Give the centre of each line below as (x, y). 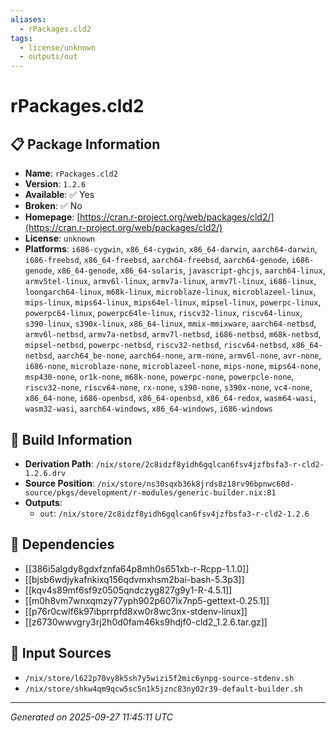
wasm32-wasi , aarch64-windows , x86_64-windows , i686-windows (149, 408)
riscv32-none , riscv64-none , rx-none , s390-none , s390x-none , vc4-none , (168, 387)
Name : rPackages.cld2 (71, 173)
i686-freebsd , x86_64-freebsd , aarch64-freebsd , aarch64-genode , (157, 260)
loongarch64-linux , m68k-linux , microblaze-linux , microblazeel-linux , (170, 292)
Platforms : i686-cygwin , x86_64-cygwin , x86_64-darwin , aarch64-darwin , (171, 249)
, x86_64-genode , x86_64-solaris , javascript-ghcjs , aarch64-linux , (188, 270)
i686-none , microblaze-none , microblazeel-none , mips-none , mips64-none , (173, 366)
